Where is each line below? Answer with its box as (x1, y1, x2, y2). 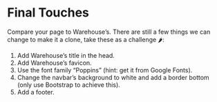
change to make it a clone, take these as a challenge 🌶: (7, 35, 164, 43)
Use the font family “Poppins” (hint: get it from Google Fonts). (17, 65, 193, 74)
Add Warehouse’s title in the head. (17, 51, 115, 59)
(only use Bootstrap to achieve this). (17, 81, 121, 89)
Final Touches (7, 5, 90, 21)
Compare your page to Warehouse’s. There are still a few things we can (7, 28, 211, 36)
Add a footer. (17, 88, 55, 96)
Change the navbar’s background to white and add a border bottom (17, 73, 209, 81)
